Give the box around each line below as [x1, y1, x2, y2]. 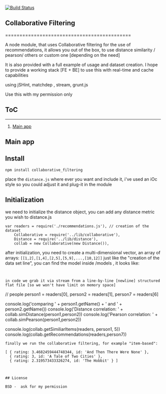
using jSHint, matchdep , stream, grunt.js [5, 81, 88, 87]
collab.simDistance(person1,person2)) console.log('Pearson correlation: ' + [5, 311, 158, 317]
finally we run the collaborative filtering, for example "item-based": [5, 341, 158, 346]
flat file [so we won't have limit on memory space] [5, 282, 116, 287]
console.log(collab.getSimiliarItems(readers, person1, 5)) [5, 326, 121, 332]
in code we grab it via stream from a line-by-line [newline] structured [5, 278, 161, 283]
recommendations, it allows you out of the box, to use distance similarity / [5, 47, 156, 53]
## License [5, 375, 28, 380]
